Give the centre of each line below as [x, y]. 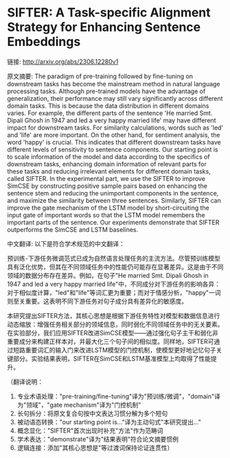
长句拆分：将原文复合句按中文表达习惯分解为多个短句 [92, 413]
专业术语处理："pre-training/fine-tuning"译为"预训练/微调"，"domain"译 [119, 396]
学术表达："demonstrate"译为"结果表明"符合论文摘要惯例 [98, 439]
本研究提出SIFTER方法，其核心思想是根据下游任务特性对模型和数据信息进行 [114, 315]
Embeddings [44, 42]
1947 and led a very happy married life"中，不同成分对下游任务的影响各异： [114, 284]
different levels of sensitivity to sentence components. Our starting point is [113, 149]
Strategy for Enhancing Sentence [104, 27]
